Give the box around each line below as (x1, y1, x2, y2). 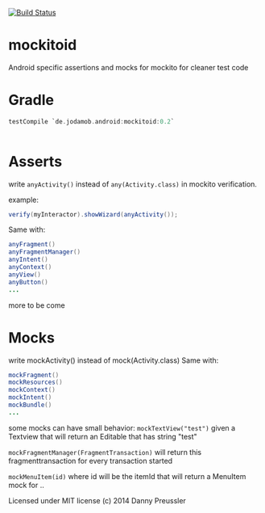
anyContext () (8, 263, 52, 271)
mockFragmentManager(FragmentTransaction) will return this (8, 447, 202, 456)
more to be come (8, 300, 66, 310)
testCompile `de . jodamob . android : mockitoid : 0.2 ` (8, 117, 175, 125)
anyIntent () (8, 255, 48, 264)
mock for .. (8, 480, 44, 490)
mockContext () (8, 386, 56, 394)
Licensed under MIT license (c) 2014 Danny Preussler (8, 495, 187, 505)
